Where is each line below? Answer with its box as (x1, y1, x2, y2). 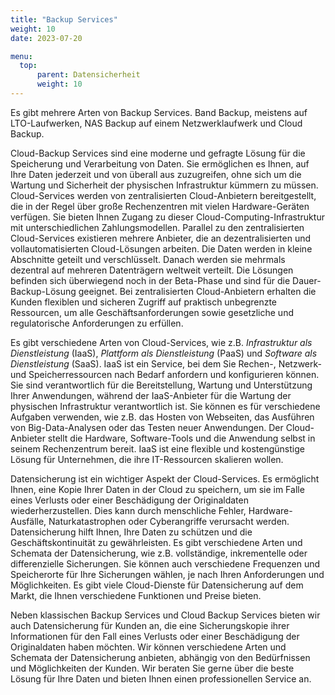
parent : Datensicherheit (36, 70, 141, 80)
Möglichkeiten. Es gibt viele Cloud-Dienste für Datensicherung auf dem (10, 579, 304, 591)
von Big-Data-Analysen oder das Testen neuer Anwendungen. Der (10, 421, 284, 433)
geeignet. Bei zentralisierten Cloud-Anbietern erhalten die (78, 285, 317, 297)
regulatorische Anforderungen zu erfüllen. (10, 317, 184, 329)
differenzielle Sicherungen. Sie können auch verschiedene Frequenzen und (10, 557, 321, 570)
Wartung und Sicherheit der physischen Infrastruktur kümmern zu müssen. (10, 179, 319, 191)
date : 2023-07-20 (10, 33, 83, 43)
